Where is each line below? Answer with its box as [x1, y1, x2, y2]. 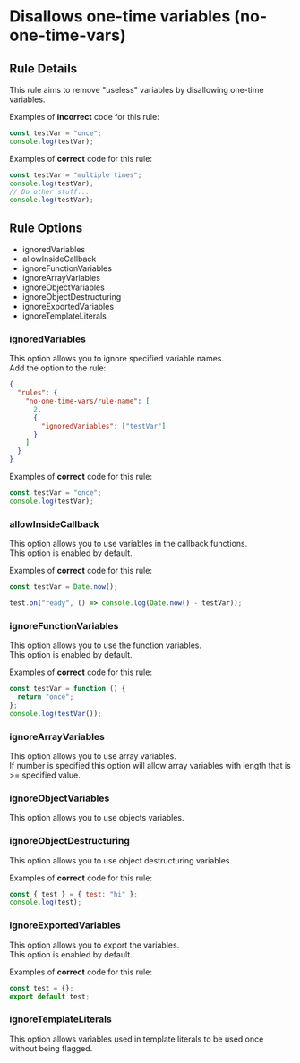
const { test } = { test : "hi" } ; [9, 889, 139, 898]
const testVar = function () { [9, 685, 126, 693]
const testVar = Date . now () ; [9, 583, 118, 591]
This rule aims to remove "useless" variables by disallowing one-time [9, 85, 264, 95]
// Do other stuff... [9, 187, 90, 196]
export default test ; [9, 991, 90, 1001]
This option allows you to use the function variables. [9, 640, 202, 651]
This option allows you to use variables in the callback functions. [9, 539, 248, 549]
